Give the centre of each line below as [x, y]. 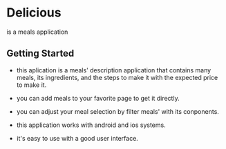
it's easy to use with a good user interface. [77, 138]
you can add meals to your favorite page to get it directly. [98, 98]
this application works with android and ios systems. [91, 125]
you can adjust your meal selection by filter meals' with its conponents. [117, 111]
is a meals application [37, 32]
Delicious [34, 13]
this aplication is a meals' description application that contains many [114, 70]
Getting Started [40, 53]
